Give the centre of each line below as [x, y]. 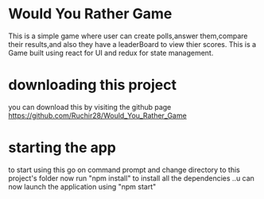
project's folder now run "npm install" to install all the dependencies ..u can [131, 178]
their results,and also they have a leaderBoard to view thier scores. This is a [132, 44]
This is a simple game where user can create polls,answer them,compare [128, 36]
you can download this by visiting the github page [90, 107]
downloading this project [93, 85]
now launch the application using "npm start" [82, 186]
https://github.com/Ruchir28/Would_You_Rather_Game [97, 115]
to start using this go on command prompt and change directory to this [124, 170]
